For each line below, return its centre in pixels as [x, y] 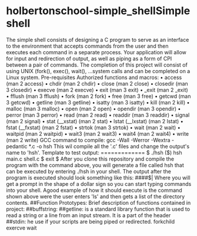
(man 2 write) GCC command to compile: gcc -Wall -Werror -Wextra [88, 140]
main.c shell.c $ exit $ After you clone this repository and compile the [90, 159]
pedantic [17, 146]
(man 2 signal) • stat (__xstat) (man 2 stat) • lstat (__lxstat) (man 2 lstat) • [95, 121]
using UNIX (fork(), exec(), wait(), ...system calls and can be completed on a [98, 71]
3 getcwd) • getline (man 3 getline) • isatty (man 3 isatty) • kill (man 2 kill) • [98, 102]
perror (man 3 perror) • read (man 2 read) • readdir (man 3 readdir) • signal [98, 115]
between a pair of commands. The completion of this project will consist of [97, 65]
